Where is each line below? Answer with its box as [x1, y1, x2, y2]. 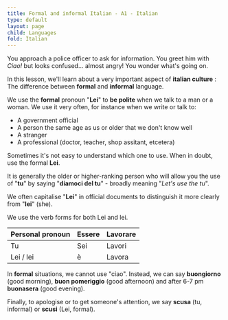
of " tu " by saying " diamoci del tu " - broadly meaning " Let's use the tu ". [7, 179, 209, 187]
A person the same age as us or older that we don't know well [16, 124, 192, 132]
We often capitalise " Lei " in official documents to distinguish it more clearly [7, 193, 220, 201]
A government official [16, 116, 79, 124]
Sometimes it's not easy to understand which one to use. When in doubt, [7, 152, 213, 160]
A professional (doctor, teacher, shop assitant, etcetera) [16, 138, 175, 146]
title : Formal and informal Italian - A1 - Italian [7, 10, 158, 17]
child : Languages [7, 29, 57, 36]
